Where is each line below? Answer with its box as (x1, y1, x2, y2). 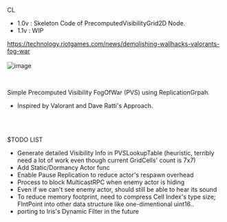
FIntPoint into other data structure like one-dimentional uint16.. (17, 200, 195, 208)
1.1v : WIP (17, 27, 44, 34)
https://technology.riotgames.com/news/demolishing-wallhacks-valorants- (7, 40, 220, 47)
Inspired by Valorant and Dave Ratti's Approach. (17, 102, 153, 109)
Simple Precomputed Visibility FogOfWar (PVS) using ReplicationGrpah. (7, 89, 210, 96)
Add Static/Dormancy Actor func (17, 164, 110, 171)
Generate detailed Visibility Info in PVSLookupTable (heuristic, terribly (17, 149, 215, 157)
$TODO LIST (7, 135, 43, 144)
